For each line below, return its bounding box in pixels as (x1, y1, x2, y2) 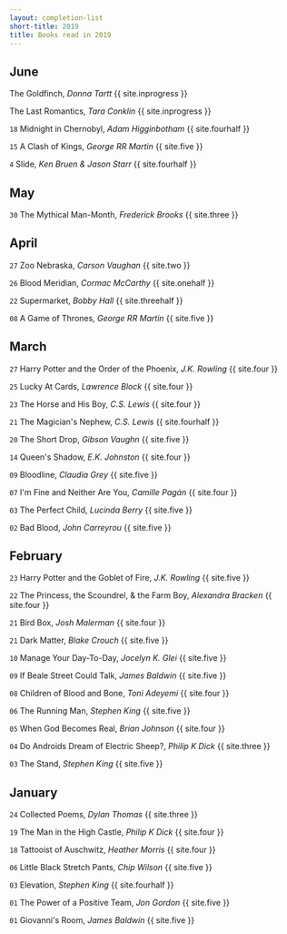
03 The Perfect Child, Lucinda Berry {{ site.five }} (9, 504, 193, 515)
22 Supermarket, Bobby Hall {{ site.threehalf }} (9, 295, 183, 306)
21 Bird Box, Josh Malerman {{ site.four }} (9, 617, 166, 628)
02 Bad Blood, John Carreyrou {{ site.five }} (9, 522, 172, 533)
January (9, 785, 58, 800)
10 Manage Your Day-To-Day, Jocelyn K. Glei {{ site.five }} (9, 653, 227, 664)
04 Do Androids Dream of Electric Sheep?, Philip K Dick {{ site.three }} (9, 741, 271, 752)
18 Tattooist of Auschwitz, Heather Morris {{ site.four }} (9, 844, 216, 856)
